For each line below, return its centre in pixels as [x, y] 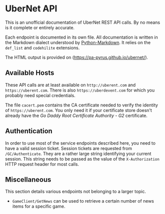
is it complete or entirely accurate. [40, 27]
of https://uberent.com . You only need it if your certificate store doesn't [79, 110]
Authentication [29, 131]
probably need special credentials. [40, 95]
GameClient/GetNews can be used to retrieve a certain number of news [83, 201]
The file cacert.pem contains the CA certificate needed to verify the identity [82, 105]
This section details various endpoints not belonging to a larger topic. [76, 192]
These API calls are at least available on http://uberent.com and [70, 85]
